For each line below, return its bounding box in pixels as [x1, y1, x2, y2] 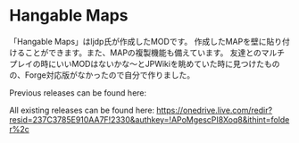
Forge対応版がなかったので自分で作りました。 [24, 69, 195, 80]
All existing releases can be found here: [9, 105, 154, 115]
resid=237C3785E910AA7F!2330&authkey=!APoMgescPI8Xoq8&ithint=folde [9, 114, 290, 125]
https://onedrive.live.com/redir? [155, 105, 273, 115]
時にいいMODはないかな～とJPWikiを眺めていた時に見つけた [39, 58, 265, 69]
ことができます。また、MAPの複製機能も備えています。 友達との [24, 46, 262, 58]
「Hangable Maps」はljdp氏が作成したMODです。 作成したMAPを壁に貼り [9, 36, 283, 46]
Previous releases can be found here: [9, 87, 147, 98]
